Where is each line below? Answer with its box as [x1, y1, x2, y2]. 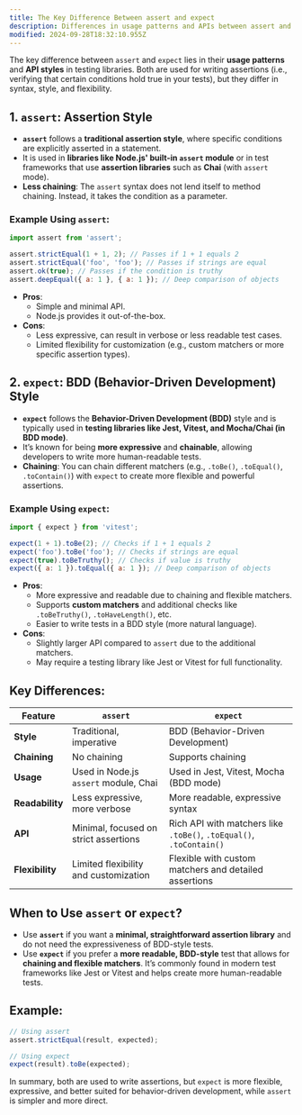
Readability [13, 797, 64, 810]
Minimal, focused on [71, 821, 158, 834]
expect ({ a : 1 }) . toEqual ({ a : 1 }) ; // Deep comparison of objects [9, 564, 271, 573]
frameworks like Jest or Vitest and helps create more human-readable [22, 967, 282, 978]
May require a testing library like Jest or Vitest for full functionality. [35, 657, 283, 667]
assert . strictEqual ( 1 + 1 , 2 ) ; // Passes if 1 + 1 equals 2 [9, 249, 240, 259]
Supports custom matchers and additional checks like [35, 600, 238, 611]
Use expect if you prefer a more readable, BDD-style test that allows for [22, 947, 290, 959]
